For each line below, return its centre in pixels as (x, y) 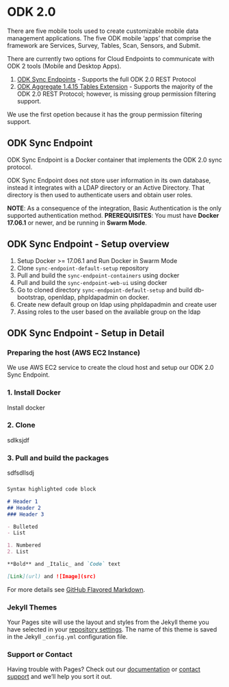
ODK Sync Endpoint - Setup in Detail (86, 333)
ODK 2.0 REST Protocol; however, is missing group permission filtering (117, 94)
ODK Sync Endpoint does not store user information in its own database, (109, 180)
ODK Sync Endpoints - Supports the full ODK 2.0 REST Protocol (106, 79)
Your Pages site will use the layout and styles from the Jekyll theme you (108, 622)
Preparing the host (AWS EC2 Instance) (74, 352)
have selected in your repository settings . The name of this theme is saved (112, 629)
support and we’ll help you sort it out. (59, 677)
